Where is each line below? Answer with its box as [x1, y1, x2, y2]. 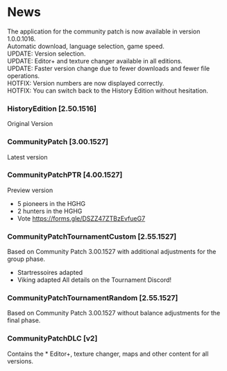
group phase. [7, 255, 46, 263]
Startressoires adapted [17, 269, 83, 277]
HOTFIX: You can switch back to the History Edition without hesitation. [7, 86, 208, 95]
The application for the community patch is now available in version [7, 27, 201, 35]
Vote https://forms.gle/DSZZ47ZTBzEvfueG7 [17, 214, 146, 223]
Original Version [7, 120, 53, 128]
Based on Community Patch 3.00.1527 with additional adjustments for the [7, 248, 217, 256]
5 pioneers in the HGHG [17, 199, 85, 207]
